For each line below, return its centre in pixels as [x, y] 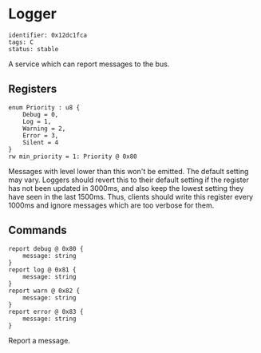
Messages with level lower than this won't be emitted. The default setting [129, 171]
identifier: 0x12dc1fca [48, 35]
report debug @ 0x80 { [46, 248]
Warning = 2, [44, 129]
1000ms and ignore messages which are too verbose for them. [111, 205]
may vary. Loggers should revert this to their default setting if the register [129, 180]
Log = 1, [37, 121]
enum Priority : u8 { [44, 107]
